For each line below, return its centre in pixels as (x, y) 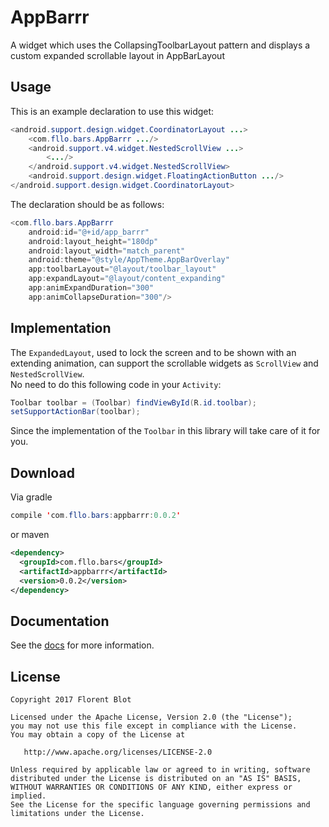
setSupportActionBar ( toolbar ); (75, 412)
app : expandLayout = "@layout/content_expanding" (127, 279)
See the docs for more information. (82, 645)
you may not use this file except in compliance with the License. (154, 726)
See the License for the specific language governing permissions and (160, 805)
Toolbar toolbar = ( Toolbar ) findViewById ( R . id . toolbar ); (133, 402)
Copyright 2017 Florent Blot (71, 700)
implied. (28, 796)
